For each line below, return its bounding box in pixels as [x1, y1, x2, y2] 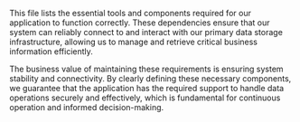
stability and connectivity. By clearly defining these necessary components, [9, 73, 292, 84]
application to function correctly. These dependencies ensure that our [9, 17, 270, 28]
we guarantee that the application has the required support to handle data [9, 83, 285, 93]
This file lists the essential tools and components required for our [9, 8, 251, 18]
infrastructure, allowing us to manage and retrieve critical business [9, 36, 258, 47]
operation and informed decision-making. [9, 102, 164, 112]
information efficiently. [9, 46, 93, 57]
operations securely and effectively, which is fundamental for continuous [9, 92, 281, 103]
